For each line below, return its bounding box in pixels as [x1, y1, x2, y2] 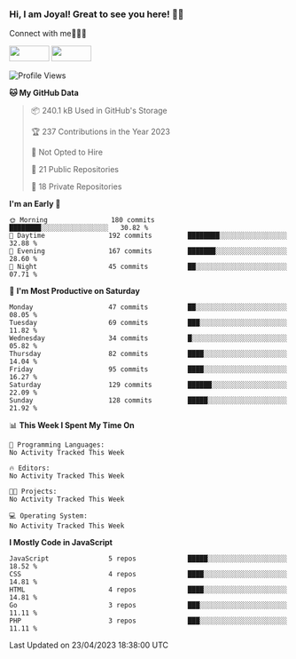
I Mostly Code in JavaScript [9, 537, 113, 548]
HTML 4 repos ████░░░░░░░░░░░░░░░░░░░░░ [9, 585, 288, 594]
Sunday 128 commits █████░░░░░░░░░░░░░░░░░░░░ [9, 396, 288, 405]
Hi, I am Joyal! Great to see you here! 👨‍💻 [9, 8, 184, 20]
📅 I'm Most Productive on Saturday [9, 286, 140, 297]
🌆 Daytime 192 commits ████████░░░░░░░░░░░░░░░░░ [9, 231, 288, 241]
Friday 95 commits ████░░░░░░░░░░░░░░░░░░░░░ [9, 365, 288, 374]
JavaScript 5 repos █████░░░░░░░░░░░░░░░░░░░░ [9, 554, 288, 563]
